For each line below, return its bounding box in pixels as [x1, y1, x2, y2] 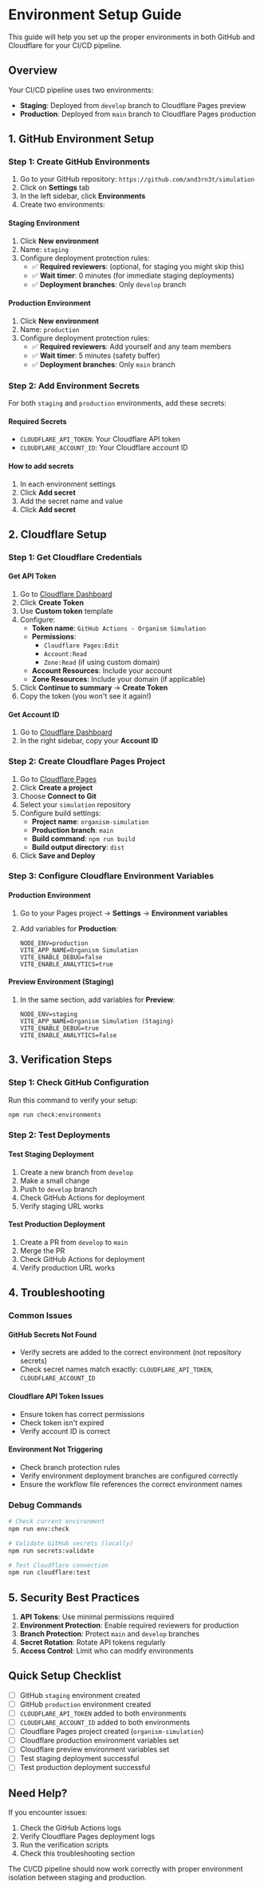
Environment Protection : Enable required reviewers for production [19, 1620, 239, 1630]
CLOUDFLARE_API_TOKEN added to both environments [19, 1708, 187, 1718]
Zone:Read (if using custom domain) [43, 658, 160, 667]
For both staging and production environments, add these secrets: [8, 398, 227, 408]
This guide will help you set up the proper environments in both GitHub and [8, 32, 255, 42]
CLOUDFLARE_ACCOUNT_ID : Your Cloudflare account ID [19, 442, 189, 453]
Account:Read [43, 651, 88, 659]
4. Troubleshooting [8, 1286, 105, 1299]
